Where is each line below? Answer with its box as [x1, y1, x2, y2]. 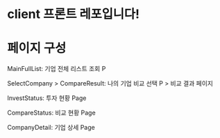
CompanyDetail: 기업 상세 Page [7, 124, 95, 132]
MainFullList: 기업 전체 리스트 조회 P [7, 65, 106, 73]
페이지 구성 [7, 41, 67, 56]
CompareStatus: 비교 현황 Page [7, 108, 96, 117]
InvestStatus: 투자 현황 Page [7, 94, 87, 102]
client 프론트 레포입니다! [7, 6, 140, 22]
